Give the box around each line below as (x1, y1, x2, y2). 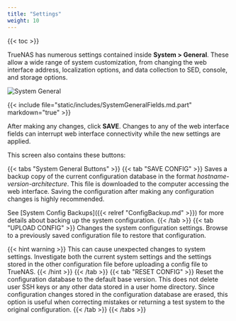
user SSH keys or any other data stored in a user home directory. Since (7, 282, 215, 291)
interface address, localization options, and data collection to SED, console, (7, 65, 228, 74)
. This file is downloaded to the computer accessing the (67, 179, 229, 188)
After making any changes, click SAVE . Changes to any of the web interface (7, 121, 230, 130)
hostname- (197, 172, 230, 180)
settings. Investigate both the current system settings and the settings (7, 252, 212, 261)
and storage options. (7, 72, 68, 82)
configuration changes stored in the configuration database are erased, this (7, 290, 228, 298)
